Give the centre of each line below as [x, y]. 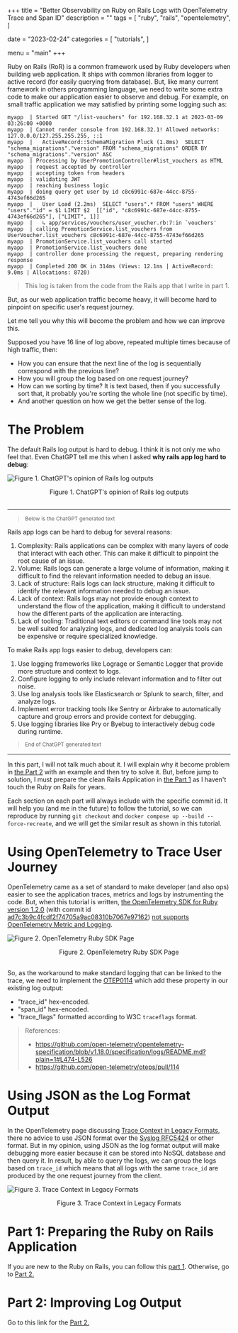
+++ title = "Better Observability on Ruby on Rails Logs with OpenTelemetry [118, 10]
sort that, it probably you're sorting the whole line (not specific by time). [123, 394]
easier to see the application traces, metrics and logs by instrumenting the [116, 894]
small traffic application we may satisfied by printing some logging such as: [117, 104]
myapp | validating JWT [44, 180]
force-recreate [30, 824]
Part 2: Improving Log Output [95, 1302]
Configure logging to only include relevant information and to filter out [119, 679]
